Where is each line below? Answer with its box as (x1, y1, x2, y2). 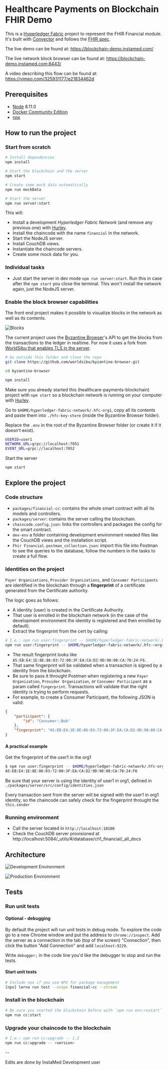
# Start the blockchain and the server (5, 169, 88, 174)
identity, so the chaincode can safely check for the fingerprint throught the (5, 797, 159, 803)
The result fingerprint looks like (12, 652, 77, 658)
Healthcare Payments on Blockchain (5, 4, 159, 15)
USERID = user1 (5, 437, 32, 442)
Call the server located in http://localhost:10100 (12, 825, 115, 831)
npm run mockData (5, 187, 41, 192)
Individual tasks (5, 264, 45, 271)
